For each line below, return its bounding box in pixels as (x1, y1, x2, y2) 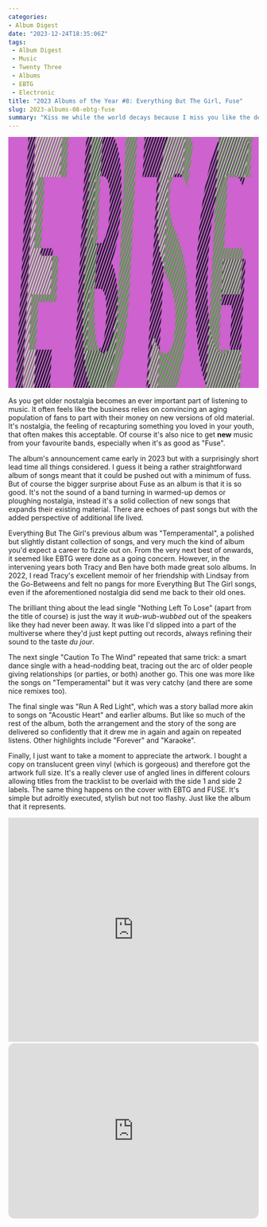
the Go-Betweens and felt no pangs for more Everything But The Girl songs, (8, 579, 257, 589)
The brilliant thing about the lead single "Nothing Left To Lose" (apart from (8, 603, 252, 613)
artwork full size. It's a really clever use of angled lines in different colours (8, 768, 250, 778)
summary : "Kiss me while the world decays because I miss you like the (8, 114, 250, 122)
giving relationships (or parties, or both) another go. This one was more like (8, 669, 255, 679)
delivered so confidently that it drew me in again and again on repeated (8, 727, 242, 737)
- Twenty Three (11, 64, 62, 72)
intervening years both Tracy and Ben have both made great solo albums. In (8, 563, 257, 572)
